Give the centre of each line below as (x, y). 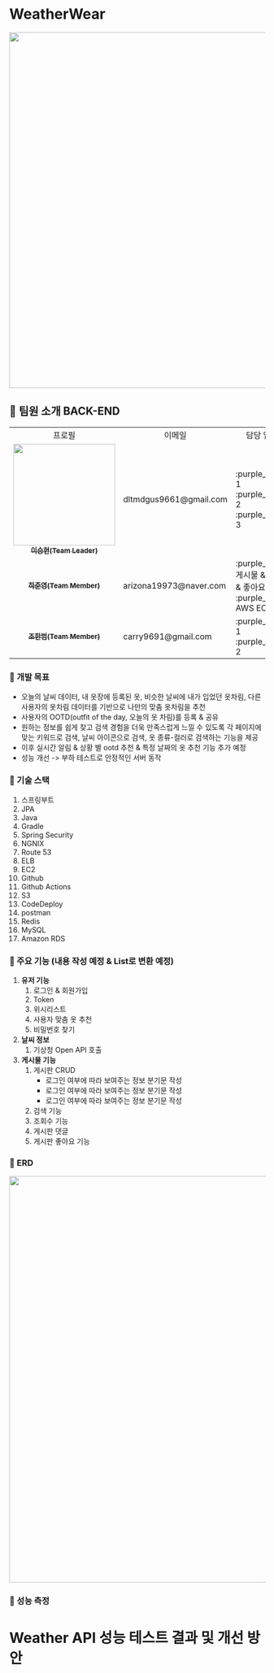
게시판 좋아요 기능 (61, 1141)
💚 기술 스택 (29, 780)
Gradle (32, 826)
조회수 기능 (50, 1121)
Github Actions (46, 886)
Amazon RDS (43, 938)
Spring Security (47, 835)
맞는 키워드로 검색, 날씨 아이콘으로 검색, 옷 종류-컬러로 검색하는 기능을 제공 (139, 737)
